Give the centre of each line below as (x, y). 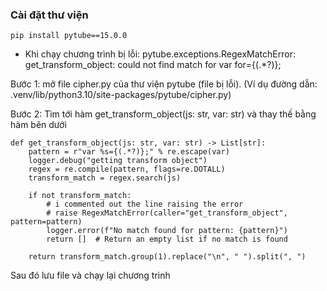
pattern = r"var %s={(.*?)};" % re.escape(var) (129, 152)
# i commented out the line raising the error (145, 204)
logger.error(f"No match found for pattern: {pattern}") (167, 231)
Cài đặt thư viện (49, 15)
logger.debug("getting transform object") (118, 161)
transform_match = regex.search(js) (105, 178)
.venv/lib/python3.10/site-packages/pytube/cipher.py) (121, 95)
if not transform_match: (80, 196)
